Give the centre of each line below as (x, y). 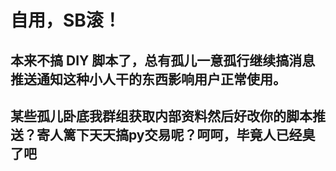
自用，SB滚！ (66, 20)
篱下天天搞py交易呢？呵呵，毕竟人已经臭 (189, 134)
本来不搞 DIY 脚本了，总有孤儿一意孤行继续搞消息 (163, 60)
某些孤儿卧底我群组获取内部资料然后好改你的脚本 (161, 116)
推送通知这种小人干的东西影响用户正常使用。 (148, 79)
